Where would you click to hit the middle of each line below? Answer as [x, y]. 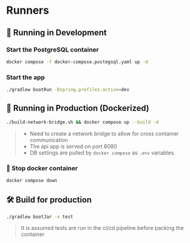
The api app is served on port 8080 [73, 146]
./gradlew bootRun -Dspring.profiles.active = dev [68, 90]
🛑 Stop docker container [42, 168]
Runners [28, 10]
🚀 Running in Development [56, 33]
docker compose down [32, 180]
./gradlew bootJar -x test [40, 217]
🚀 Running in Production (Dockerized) [78, 108]
